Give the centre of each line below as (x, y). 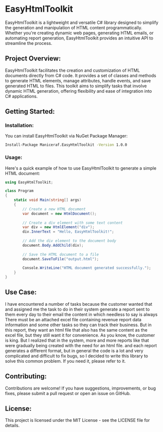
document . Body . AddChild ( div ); (53, 245)
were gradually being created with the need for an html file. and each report (81, 345)
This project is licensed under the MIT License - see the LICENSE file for (77, 420)
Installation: (19, 125)
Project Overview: (33, 59)
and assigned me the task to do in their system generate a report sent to (77, 309)
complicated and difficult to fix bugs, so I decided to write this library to (77, 356)
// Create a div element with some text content (73, 223)
